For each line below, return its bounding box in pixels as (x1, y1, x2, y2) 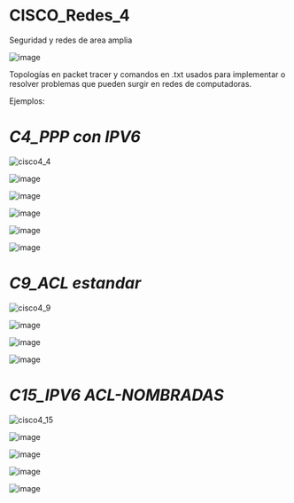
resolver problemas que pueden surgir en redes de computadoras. (9, 78, 252, 89)
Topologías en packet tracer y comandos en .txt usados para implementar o (9, 68, 286, 80)
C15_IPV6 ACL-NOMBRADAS (9, 385, 224, 405)
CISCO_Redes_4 (9, 5, 130, 26)
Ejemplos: (9, 95, 46, 106)
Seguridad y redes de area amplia (9, 35, 133, 45)
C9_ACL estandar (9, 273, 142, 294)
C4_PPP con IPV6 (9, 127, 142, 147)
